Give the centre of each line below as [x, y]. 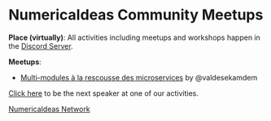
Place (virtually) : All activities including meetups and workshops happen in [134, 37]
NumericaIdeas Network [50, 109]
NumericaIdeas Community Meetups [136, 15]
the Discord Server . [41, 45]
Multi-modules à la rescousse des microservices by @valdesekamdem [139, 77]
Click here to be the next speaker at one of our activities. [104, 93]
